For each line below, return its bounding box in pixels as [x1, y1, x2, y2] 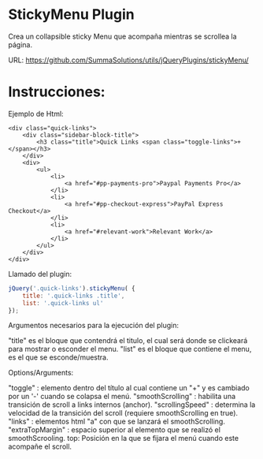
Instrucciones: [8, 83, 106, 101]
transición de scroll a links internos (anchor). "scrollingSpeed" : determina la [8, 400, 256, 409]
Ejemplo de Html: [8, 109, 65, 118]
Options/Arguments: [8, 368, 74, 378]
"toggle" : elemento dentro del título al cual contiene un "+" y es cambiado [8, 383, 250, 393]
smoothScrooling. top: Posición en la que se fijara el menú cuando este [8, 434, 239, 443]
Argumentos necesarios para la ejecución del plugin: [8, 321, 180, 330]
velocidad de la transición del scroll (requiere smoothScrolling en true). [8, 409, 239, 418]
